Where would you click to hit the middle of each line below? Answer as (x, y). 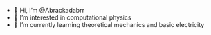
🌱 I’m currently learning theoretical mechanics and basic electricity (109, 25)
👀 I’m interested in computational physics (72, 17)
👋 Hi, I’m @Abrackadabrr (49, 10)
